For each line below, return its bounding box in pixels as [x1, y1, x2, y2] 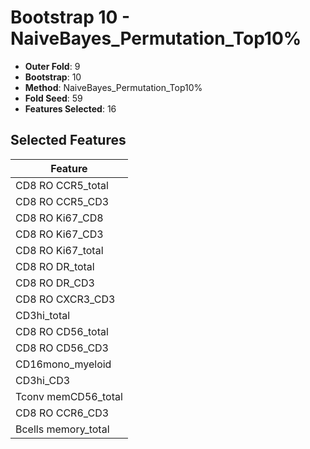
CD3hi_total [15, 308, 71, 322]
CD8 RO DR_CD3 [15, 276, 95, 290]
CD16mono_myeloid [15, 357, 112, 371]
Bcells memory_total [15, 422, 110, 436]
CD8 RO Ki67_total [15, 243, 104, 257]
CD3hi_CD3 [15, 373, 71, 387]
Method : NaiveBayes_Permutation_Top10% [24, 81, 203, 93]
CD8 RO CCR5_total [15, 178, 109, 192]
